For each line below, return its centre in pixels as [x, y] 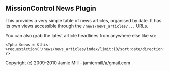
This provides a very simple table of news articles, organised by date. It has [83, 20]
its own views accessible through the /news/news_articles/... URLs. [77, 26]
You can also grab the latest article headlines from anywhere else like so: [81, 35]
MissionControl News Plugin [51, 8]
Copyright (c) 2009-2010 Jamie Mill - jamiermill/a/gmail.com [68, 63]
